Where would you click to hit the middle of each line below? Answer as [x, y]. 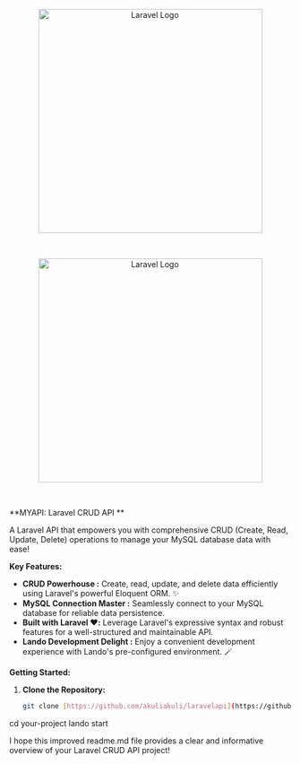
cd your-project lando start [59, 723]
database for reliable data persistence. [94, 613]
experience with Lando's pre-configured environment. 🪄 [127, 651]
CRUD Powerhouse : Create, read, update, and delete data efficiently [150, 584]
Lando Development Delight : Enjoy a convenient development [138, 642]
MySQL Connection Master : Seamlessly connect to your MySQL [143, 603]
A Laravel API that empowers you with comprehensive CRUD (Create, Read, [149, 530]
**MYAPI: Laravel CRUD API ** [67, 512]
